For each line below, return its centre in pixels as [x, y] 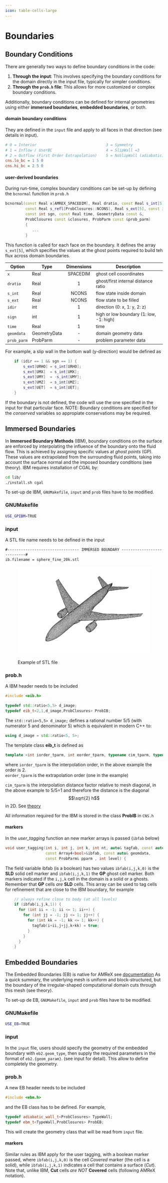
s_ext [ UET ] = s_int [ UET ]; [51, 388]
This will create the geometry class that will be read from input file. [74, 1131]
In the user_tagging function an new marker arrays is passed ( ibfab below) [82, 838]
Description [128, 267]
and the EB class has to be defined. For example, [55, 1107]
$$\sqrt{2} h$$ [84, 798]
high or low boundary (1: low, [126, 314]
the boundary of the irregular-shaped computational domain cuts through [81, 985]
